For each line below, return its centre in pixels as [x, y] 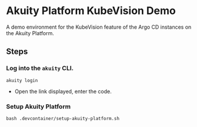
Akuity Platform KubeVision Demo [91, 11]
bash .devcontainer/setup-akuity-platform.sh [63, 118]
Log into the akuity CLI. [40, 68]
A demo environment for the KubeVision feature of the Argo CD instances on [99, 27]
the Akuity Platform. [30, 33]
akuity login [22, 80]
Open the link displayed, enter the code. [63, 91]
